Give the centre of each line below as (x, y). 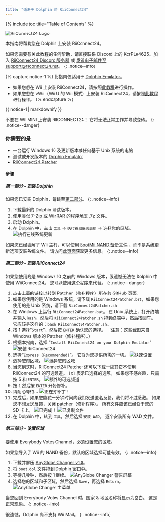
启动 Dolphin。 (28, 222)
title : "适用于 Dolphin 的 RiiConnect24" (47, 10)
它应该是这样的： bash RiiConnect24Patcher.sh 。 (62, 324)
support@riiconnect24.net (32, 66)
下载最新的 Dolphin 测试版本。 (43, 210)
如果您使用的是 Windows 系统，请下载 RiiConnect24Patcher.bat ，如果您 (86, 299)
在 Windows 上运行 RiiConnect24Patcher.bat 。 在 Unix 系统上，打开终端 (86, 312)
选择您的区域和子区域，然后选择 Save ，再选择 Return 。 (68, 481)
